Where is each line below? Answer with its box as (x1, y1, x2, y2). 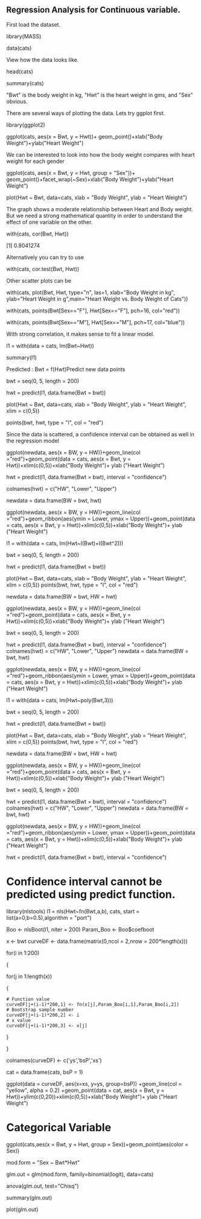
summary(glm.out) (6, 1194, 53, 1201)
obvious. (6, 97, 28, 105)
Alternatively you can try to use (6, 254, 85, 261)
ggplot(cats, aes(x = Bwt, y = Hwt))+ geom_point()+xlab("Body (6, 133, 163, 140)
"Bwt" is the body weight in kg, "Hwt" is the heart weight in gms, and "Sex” (6, 91, 193, 99)
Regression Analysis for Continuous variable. (6, 5, 181, 15)
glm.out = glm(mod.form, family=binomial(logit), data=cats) (6, 1171, 154, 1178)
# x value (6, 1017, 31, 1023)
